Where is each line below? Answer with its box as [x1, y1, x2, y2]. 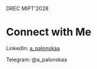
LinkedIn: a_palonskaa [6, 44, 60, 51]
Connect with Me [6, 26, 92, 39]
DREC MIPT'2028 [6, 5, 49, 12]
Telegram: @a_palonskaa [6, 56, 68, 63]
